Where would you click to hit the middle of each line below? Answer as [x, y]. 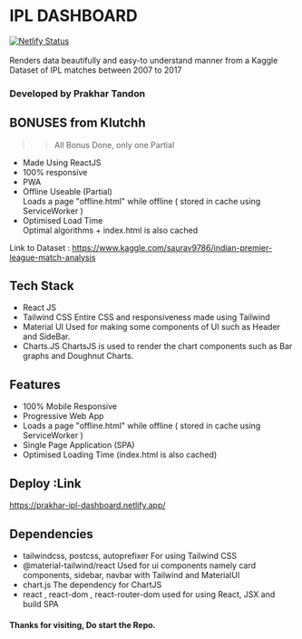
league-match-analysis [53, 257]
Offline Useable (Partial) [68, 191]
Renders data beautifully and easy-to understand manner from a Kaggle [144, 60]
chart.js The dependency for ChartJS [92, 584]
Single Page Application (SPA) [78, 445]
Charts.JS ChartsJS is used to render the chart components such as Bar [157, 346]
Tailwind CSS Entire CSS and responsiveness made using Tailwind [146, 317]
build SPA [40, 604]
